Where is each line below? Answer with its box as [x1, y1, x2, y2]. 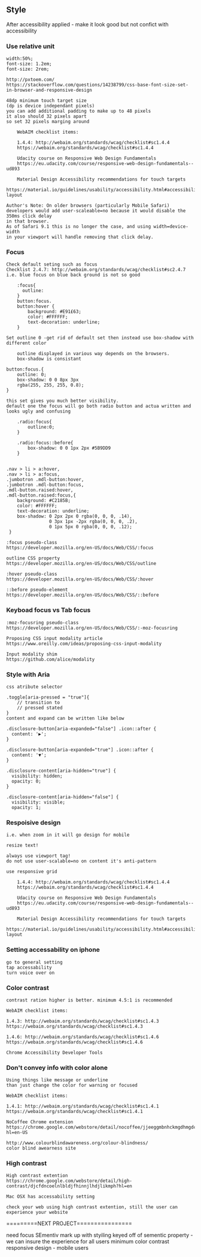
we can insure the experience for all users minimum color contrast [6, 1238, 169, 1245]
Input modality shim [6, 651, 58, 657]
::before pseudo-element [6, 587, 68, 593]
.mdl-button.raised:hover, [6, 487, 74, 494]
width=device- [153, 224, 188, 230]
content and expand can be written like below [6, 715, 124, 721]
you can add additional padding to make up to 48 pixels [6, 108, 151, 115]
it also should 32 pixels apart [6, 113, 87, 119]
